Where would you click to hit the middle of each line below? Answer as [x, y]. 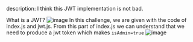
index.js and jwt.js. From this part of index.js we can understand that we [96, 26]
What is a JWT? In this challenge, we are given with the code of [96, 20]
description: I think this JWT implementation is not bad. [75, 9]
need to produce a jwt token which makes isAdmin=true [75, 33]
